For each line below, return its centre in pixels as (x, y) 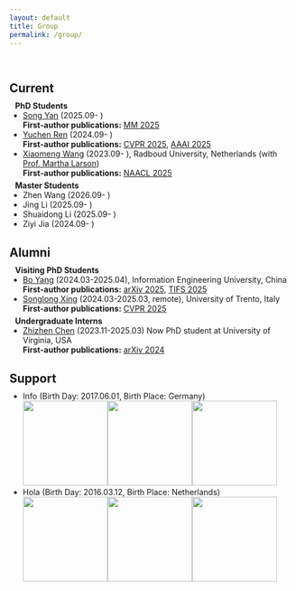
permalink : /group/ (46, 34)
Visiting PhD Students (57, 270)
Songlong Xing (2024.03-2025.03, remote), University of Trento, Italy (151, 299)
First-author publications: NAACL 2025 (97, 174)
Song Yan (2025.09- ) (63, 116)
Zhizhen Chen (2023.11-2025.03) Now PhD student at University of (146, 331)
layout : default (40, 18)
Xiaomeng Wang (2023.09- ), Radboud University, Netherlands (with (150, 154)
